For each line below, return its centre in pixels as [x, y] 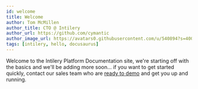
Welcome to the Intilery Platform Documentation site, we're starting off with [98, 61]
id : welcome [21, 11]
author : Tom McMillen [33, 22]
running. [16, 79]
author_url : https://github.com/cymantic [58, 33]
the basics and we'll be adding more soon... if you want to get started [90, 67]
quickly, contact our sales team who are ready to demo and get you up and [97, 73]
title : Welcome [25, 17]
